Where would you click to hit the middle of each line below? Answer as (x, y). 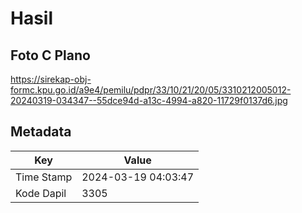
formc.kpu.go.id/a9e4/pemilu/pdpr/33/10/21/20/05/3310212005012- (151, 90)
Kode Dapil (41, 193)
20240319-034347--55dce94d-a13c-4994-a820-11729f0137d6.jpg (149, 100)
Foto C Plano (50, 55)
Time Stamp (44, 177)
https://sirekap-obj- (51, 79)
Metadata (41, 132)
